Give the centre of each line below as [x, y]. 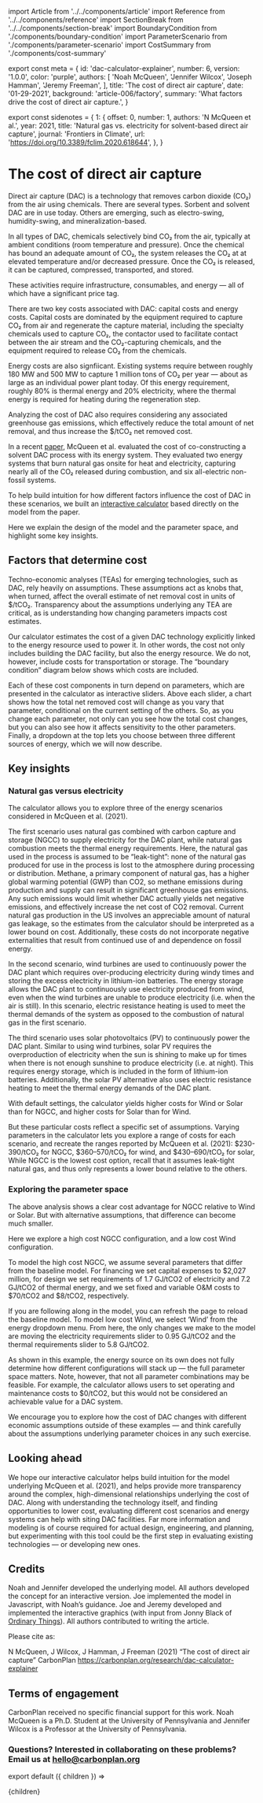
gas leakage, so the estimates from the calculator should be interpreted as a [131, 924]
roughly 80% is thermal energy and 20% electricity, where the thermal [122, 391]
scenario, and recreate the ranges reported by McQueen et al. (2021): [121, 1144]
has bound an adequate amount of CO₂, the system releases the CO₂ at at [128, 253]
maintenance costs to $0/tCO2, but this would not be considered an [118, 1393]
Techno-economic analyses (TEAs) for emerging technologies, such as [123, 579]
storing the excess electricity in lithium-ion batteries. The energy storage [126, 981]
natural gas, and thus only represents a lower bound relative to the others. [128, 1169]
